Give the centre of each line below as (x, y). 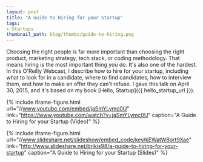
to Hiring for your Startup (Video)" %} (53, 121)
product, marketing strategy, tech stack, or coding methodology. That (93, 58)
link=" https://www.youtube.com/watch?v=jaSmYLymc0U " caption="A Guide (101, 115)
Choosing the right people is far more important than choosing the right (95, 52)
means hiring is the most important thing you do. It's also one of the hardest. (102, 65)
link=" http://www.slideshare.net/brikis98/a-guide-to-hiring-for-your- (92, 146)
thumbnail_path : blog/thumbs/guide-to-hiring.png (70, 35)
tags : (13, 23)
